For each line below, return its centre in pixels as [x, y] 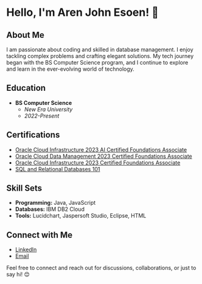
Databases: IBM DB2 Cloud [50, 209]
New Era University [48, 109]
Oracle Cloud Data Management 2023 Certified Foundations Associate [104, 156]
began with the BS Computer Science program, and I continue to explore [97, 62]
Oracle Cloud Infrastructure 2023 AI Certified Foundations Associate [101, 149]
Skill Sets [24, 188]
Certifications [33, 135]
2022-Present [42, 116]
